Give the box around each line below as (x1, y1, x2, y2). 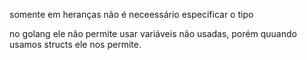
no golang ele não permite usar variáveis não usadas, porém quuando (9, 28, 297, 39)
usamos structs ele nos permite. (9, 39, 142, 50)
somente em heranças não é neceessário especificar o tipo (9, 9, 254, 20)
